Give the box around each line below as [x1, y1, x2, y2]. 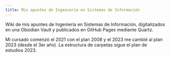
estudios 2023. [5, 47, 37, 53]
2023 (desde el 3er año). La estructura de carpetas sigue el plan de [5, 41, 148, 48]
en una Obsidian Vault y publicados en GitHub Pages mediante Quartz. [5, 26, 154, 33]
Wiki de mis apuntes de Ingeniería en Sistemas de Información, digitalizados [5, 21, 165, 27]
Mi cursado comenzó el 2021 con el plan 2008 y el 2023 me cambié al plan [5, 36, 163, 42]
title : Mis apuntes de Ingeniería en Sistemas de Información [5, 7, 140, 13]
